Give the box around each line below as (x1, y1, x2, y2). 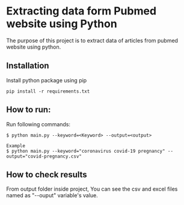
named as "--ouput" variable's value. (6, 192, 98, 199)
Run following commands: (6, 120, 71, 127)
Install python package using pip (6, 76, 87, 84)
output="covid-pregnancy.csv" (6, 153, 82, 159)
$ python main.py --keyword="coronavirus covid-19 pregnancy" (6, 148, 165, 154)
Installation (6, 61, 49, 71)
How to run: (6, 105, 51, 115)
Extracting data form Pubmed (6, 4, 157, 18)
